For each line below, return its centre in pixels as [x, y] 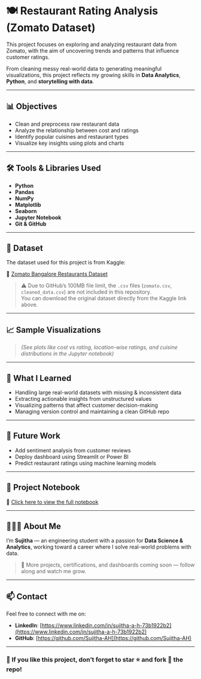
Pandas [25, 192]
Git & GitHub [31, 224]
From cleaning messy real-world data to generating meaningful [84, 68]
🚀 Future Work [33, 436]
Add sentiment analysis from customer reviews [73, 450]
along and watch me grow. [54, 571]
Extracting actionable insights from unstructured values [83, 399]
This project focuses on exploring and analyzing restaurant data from [92, 44]
